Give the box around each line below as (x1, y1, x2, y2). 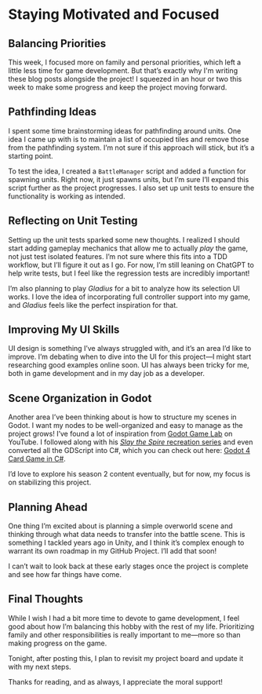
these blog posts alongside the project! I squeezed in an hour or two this (8, 75, 242, 83)
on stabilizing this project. (8, 477, 92, 488)
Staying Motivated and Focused (8, 5, 220, 24)
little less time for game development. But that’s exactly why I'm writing (8, 66, 238, 75)
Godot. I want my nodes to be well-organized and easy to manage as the (8, 421, 243, 430)
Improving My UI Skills (8, 323, 120, 337)
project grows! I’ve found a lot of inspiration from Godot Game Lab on (8, 429, 233, 439)
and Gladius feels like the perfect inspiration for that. (8, 300, 178, 309)
